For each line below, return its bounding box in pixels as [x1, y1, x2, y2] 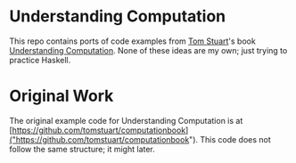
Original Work [9, 86, 114, 106]
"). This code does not [188, 134, 272, 144]
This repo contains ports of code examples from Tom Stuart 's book [9, 36, 256, 46]
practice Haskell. [9, 54, 71, 65]
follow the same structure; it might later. [9, 143, 156, 154]
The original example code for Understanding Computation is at [9, 115, 243, 126]
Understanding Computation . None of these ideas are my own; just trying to [9, 45, 288, 55]
